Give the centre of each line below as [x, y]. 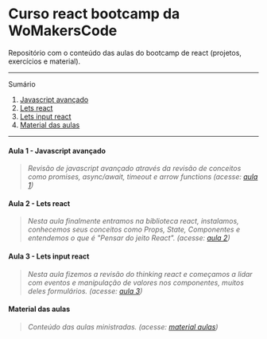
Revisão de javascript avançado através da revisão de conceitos [134, 169]
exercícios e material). [44, 61]
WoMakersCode [63, 31]
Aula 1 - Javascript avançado [57, 150]
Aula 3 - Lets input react [49, 256]
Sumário [22, 84]
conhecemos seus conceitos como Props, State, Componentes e [134, 230]
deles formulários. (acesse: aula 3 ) [85, 290]
